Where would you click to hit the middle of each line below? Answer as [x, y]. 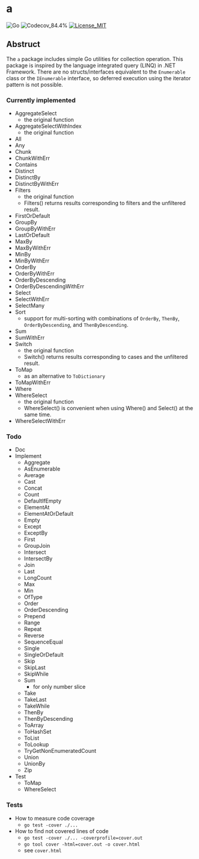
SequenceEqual [43, 642]
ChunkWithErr [32, 158]
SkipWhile [36, 674]
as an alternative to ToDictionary [64, 376]
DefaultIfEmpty [43, 501]
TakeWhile [37, 706]
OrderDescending [46, 610]
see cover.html [43, 850]
